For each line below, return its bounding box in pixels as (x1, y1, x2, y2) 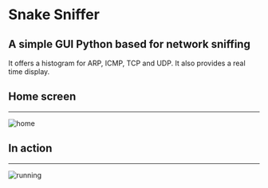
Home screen (8, 90, 77, 104)
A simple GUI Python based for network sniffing (8, 37, 251, 51)
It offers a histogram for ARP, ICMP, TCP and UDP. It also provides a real (8, 58, 246, 68)
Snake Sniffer (8, 6, 100, 24)
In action (8, 142, 53, 155)
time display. (8, 67, 50, 76)
